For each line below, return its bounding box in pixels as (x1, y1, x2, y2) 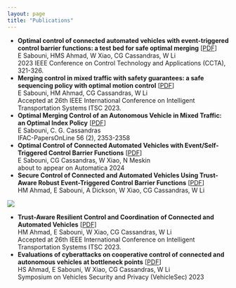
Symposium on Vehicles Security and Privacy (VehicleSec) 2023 (17, 273, 204, 281)
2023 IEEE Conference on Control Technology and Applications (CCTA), (17, 58, 226, 67)
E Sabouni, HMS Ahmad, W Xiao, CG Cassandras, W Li (17, 51, 176, 60)
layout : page (7, 10, 46, 18)
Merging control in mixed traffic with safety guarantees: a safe (17, 73, 204, 82)
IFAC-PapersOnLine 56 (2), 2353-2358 (17, 133, 131, 142)
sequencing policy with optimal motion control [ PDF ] (17, 81, 175, 89)
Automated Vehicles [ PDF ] (17, 220, 97, 229)
